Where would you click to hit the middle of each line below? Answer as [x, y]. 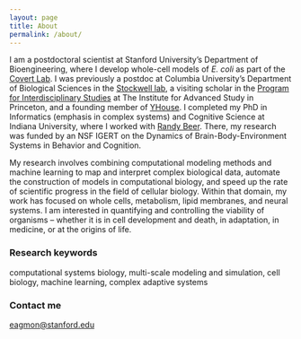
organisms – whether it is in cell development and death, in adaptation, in [144, 220]
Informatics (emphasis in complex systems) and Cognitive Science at [137, 117]
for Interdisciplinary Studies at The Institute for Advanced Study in [132, 98]
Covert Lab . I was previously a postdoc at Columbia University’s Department [150, 79]
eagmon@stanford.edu [52, 325]
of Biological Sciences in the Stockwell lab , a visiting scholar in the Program [149, 88]
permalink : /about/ [46, 34]
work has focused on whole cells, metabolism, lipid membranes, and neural [149, 201]
